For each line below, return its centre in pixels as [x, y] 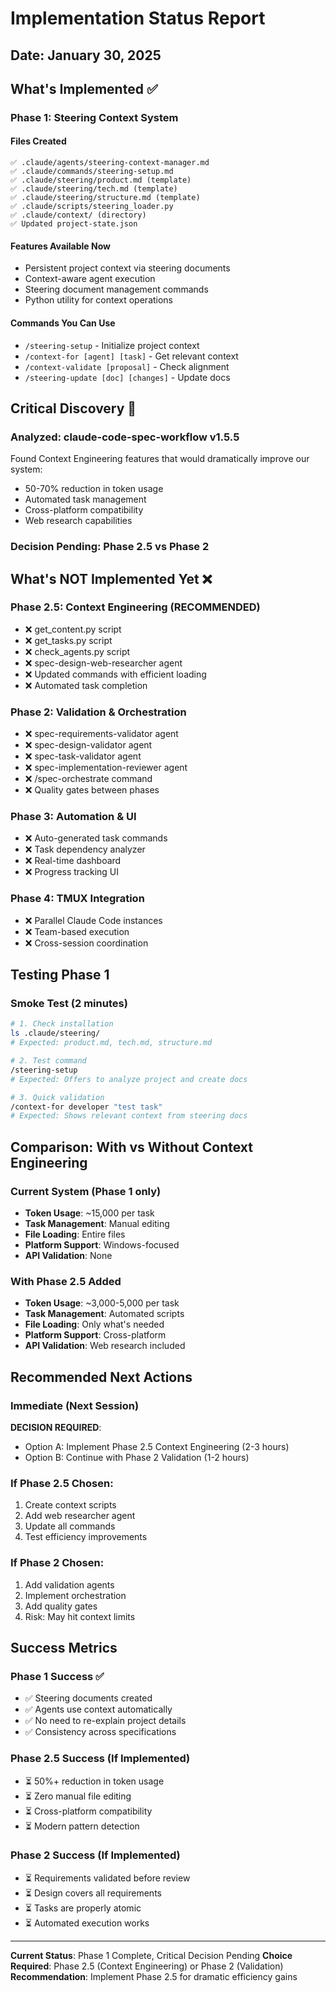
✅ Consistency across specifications [100, 1732]
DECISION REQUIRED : [56, 1427]
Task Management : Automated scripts [104, 1314]
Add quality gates [61, 1606]
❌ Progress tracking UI [72, 872]
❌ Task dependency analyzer [85, 849]
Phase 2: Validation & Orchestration [98, 712]
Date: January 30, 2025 [86, 55]
